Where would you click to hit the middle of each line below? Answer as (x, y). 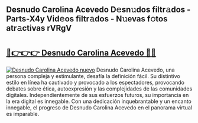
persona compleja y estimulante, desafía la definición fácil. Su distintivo (93, 76)
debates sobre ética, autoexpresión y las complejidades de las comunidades (99, 89)
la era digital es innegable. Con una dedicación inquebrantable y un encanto (99, 101)
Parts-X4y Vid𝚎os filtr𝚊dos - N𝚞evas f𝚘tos (87, 19)
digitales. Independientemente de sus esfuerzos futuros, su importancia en (98, 95)
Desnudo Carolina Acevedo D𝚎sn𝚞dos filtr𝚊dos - (98, 10)
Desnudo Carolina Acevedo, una (136, 70)
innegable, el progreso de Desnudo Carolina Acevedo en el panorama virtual (99, 108)
